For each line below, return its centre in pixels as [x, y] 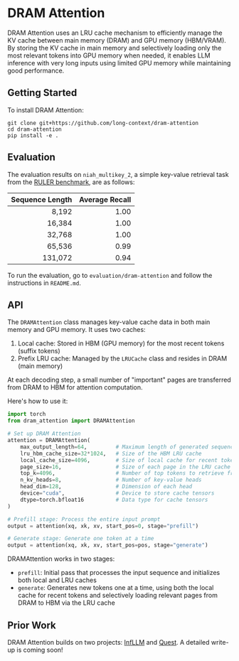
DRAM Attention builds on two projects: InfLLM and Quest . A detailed [108, 642]
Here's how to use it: [38, 401]
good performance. [36, 70]
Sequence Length [42, 199]
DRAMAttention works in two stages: [61, 559]
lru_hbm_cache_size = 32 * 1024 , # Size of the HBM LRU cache [111, 453]
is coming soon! [40, 650]
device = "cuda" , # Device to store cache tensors [117, 493]
